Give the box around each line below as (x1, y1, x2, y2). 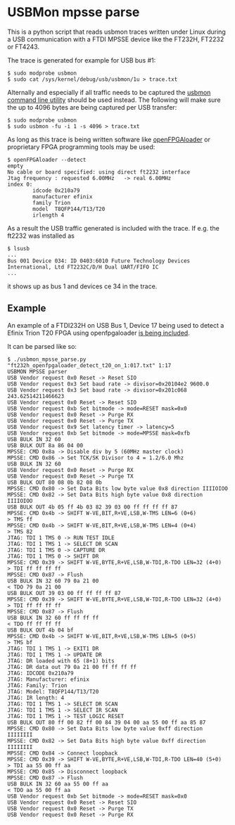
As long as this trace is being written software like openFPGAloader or (7, 135, 211, 143)
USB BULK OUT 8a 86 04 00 (7, 442, 83, 449)
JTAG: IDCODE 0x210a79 (7, 670, 74, 677)
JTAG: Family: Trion (7, 682, 68, 689)
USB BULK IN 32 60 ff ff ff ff (7, 614, 99, 621)
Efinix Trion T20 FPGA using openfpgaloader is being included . (7, 328, 190, 337)
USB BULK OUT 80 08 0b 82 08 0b (7, 479, 102, 486)
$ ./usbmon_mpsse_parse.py (7, 356, 87, 363)
